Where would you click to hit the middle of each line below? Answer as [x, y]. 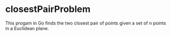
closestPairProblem [48, 9]
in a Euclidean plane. [27, 28]
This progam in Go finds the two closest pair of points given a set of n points [86, 23]
